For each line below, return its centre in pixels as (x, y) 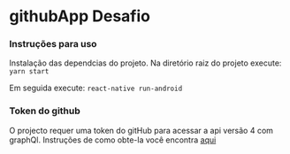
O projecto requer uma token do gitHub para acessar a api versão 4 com (141, 130)
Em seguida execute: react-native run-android (96, 88)
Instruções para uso (53, 44)
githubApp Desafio (80, 16)
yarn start (29, 72)
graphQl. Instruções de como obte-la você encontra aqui (113, 140)
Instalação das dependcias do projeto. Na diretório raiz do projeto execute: (145, 63)
